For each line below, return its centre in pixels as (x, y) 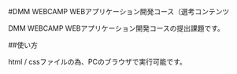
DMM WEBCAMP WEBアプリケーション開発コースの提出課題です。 (116, 28)
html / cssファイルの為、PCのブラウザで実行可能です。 (97, 62)
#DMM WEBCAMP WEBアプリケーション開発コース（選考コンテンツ (119, 11)
